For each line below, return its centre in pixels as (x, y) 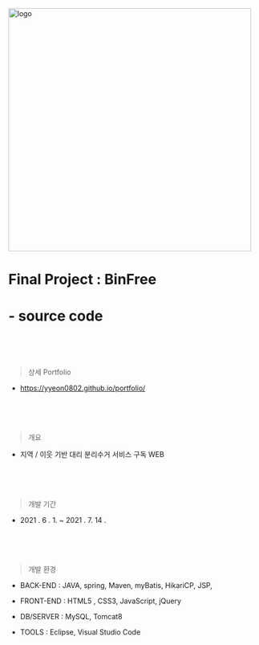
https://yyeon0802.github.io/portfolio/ (83, 388)
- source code (56, 316)
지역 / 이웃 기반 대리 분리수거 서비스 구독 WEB (92, 455)
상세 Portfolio (49, 372)
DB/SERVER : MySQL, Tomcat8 (71, 617)
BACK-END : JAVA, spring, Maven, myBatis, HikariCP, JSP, (116, 586)
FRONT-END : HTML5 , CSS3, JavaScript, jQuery (101, 601)
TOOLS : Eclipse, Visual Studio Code (80, 632)
